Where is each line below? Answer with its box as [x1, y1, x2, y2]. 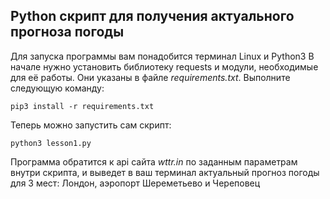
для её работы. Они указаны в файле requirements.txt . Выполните [10, 71, 291, 83]
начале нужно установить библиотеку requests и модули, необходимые [10, 60, 319, 73]
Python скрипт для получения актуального [10, 8, 295, 25]
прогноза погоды [10, 24, 125, 41]
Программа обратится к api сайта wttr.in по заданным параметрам [10, 155, 298, 168]
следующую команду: [10, 82, 105, 94]
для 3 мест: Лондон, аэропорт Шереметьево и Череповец [10, 177, 261, 189]
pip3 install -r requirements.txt [10, 101, 155, 111]
